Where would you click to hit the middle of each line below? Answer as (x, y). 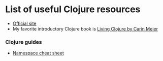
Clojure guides (24, 42)
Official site (24, 23)
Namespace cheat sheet (38, 53)
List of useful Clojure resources (73, 9)
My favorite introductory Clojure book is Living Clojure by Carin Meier (85, 28)
